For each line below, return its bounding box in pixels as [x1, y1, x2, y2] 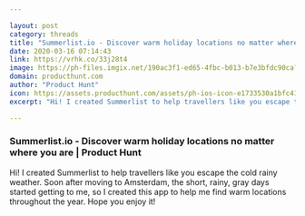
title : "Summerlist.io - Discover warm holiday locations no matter [9, 38, 274, 47]
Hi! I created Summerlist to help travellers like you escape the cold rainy [9, 167, 279, 178]
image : [9, 64, 34, 73]
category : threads [9, 29, 79, 39]
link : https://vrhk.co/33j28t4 [9, 55, 128, 64]
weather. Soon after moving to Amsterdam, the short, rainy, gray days [9, 176, 270, 187]
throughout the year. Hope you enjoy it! [9, 196, 156, 207]
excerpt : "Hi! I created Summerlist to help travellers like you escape [9, 97, 290, 106]
